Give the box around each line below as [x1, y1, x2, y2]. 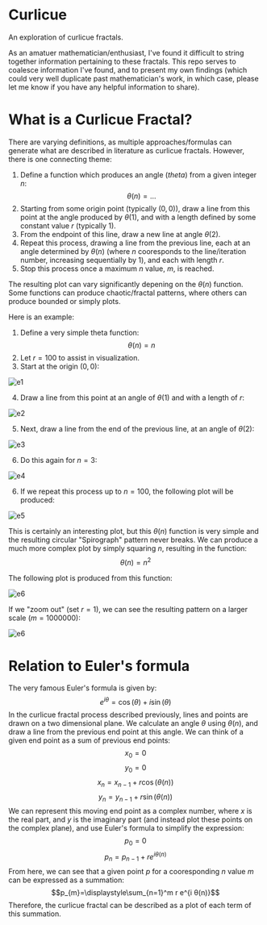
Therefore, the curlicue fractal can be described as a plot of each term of [8, 900, 252, 910]
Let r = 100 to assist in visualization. [19, 352, 140, 362]
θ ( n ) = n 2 [119, 556, 152, 567]
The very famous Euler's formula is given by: [8, 683, 157, 693]
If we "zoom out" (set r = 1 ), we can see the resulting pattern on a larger [8, 604, 248, 614]
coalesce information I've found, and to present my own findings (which [8, 65, 248, 74]
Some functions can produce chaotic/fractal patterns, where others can [8, 288, 248, 298]
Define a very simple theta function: [19, 327, 140, 337]
